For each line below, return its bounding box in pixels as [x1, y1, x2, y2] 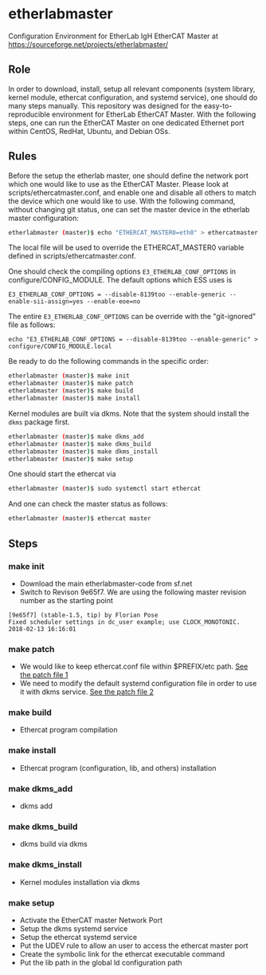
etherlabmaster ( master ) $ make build [8, 387, 134, 395]
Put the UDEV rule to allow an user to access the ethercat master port [19, 941, 248, 950]
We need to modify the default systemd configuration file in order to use [19, 679, 257, 689]
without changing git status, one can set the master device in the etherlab [8, 204, 250, 214]
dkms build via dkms [19, 839, 88, 849]
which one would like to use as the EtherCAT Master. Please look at [8, 179, 229, 188]
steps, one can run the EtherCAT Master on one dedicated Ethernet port [8, 117, 244, 128]
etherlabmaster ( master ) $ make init [8, 372, 130, 380]
